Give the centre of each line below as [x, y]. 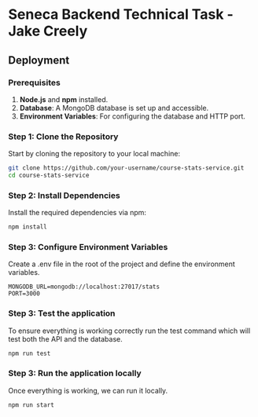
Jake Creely [48, 31]
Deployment [39, 60]
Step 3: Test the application [62, 313]
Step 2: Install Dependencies [64, 196]
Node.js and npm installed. [64, 99]
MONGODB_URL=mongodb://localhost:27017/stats [84, 287]
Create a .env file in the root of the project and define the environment [122, 264]
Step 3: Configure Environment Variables [88, 247]
